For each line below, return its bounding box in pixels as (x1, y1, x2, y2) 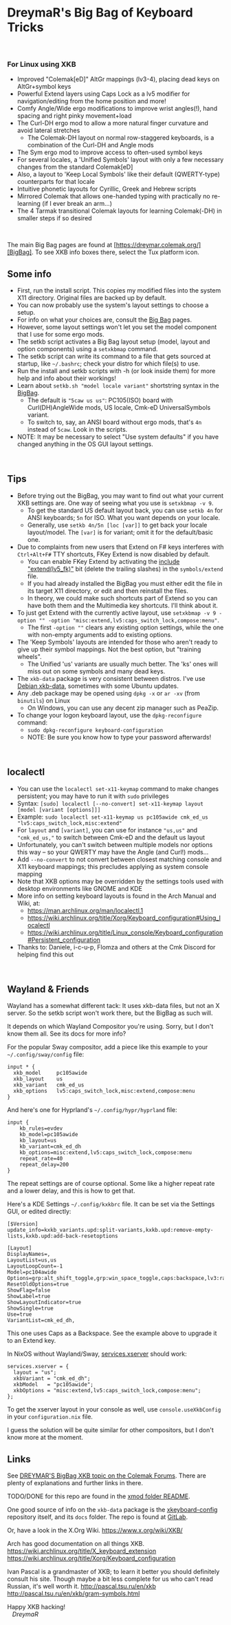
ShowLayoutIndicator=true (7, 1299, 81, 1306)
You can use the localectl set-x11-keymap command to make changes (16, 784, 219, 793)
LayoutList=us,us (7, 1257, 57, 1264)
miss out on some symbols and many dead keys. (27, 667, 166, 675)
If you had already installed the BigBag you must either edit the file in (27, 579, 223, 587)
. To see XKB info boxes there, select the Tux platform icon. (31, 248, 199, 256)
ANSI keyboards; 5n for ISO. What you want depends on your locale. (27, 513, 221, 521)
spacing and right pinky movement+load (16, 112, 132, 120)
